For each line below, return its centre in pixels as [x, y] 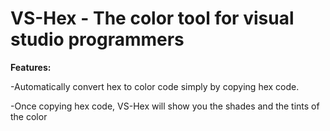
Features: [31, 67]
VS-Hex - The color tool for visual [152, 18]
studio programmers [97, 39]
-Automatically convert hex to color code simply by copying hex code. [155, 86]
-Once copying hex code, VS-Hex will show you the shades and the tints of [165, 106]
